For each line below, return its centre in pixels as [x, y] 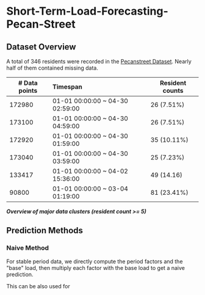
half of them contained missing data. [52, 68]
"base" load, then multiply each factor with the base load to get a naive [95, 268]
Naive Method [28, 248]
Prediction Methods [45, 231]
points [28, 91]
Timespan [67, 87]
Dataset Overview [41, 47]
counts [173, 91]
